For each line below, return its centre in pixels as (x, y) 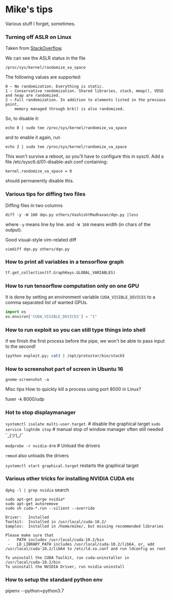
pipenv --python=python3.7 (35, 591)
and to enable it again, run (33, 138)
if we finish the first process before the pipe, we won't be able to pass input (85, 341)
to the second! (20, 347)
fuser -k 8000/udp (25, 399)
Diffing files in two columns (34, 205)
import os (16, 312)
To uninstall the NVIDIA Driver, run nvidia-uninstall (65, 567)
